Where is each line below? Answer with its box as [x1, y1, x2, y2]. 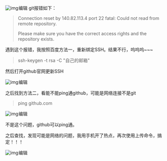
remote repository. [17, 20, 57, 27]
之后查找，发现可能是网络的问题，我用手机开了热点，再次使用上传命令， [5, 132, 157, 139]
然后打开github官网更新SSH [5, 68, 64, 74]
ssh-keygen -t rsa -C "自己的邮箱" [17, 57, 90, 63]
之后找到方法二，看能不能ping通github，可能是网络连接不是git [5, 90, 136, 96]
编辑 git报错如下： [18, 5, 57, 11]
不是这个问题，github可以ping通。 [5, 122, 78, 127]
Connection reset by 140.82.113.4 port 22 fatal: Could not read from [17, 15, 160, 21]
